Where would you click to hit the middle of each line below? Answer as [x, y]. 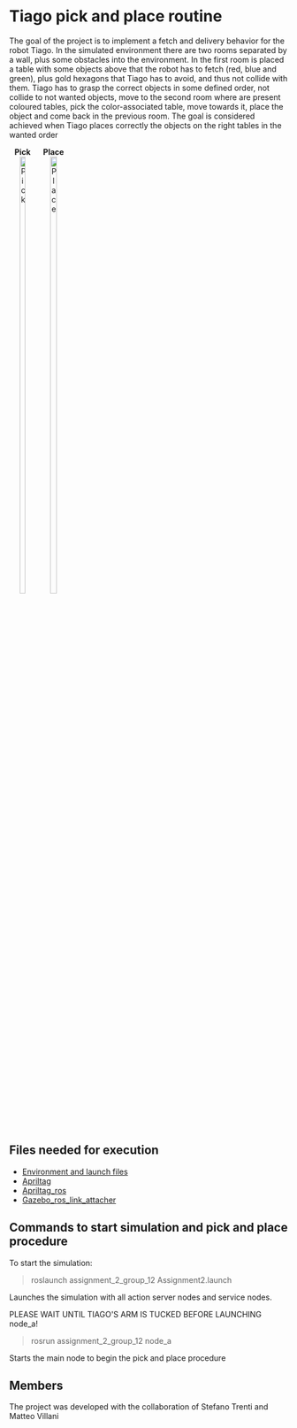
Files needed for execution [84, 1151]
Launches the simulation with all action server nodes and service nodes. [141, 1297]
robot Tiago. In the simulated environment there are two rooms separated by [148, 50]
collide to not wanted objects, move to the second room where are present [145, 97]
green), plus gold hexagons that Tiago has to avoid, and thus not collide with [148, 78]
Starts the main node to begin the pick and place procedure [118, 1358]
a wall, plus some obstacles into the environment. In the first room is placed [147, 59]
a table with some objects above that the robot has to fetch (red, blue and [143, 69]
